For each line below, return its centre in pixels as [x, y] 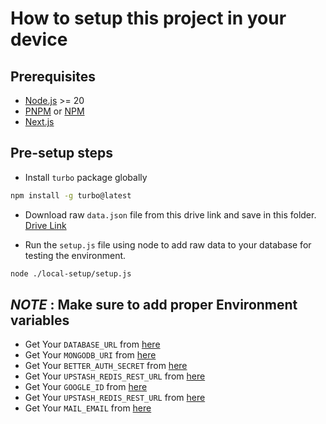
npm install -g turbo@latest [71, 195]
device [39, 39]
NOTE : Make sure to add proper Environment [154, 304]
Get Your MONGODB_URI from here [90, 355]
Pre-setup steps [61, 153]
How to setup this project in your [148, 18]
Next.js [39, 121]
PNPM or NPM [54, 111]
